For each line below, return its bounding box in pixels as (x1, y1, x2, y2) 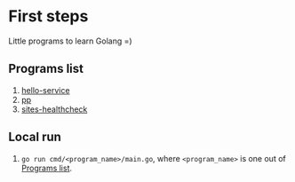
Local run (8, 130, 61, 145)
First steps (8, 6, 89, 27)
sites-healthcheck (20, 104, 88, 115)
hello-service (20, 84, 70, 95)
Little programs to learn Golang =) (8, 36, 132, 46)
